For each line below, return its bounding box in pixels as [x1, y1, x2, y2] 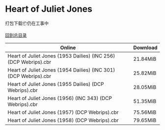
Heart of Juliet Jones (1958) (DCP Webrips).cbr [7, 117, 119, 124]
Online [60, 44, 76, 51]
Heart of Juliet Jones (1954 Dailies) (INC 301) [7, 66, 115, 73]
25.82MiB [133, 70, 157, 77]
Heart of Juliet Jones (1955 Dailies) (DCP [7, 80, 104, 87]
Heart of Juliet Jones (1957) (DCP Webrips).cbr [7, 109, 119, 116]
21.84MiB [133, 55, 157, 62]
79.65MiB [133, 117, 157, 124]
